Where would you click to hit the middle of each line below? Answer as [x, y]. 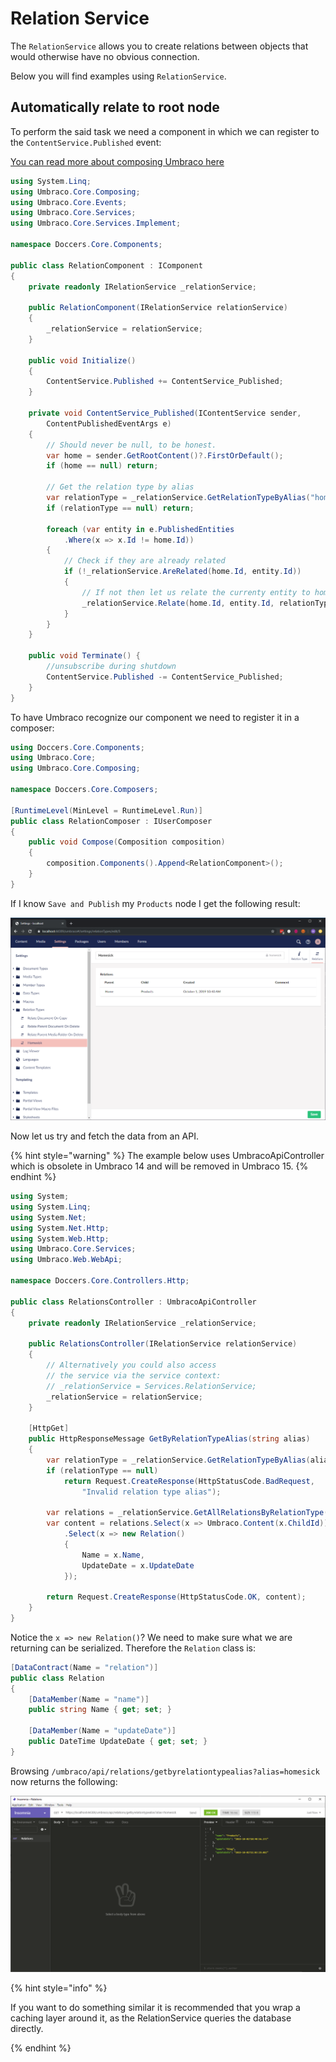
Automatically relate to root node [115, 107]
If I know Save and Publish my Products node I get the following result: [155, 903]
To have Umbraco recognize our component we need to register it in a [155, 717]
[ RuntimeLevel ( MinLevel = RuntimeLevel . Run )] [106, 810]
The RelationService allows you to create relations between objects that [159, 46]
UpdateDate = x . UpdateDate [138, 1565]
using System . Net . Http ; [60, 1228]
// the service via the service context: [134, 1375]
